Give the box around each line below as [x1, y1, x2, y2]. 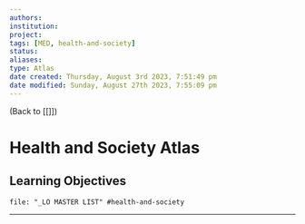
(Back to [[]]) [9, 105, 58, 116]
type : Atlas [9, 64, 54, 73]
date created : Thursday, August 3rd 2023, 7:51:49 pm [9, 73, 218, 82]
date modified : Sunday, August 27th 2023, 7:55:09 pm [9, 81, 218, 90]
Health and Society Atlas [9, 137, 201, 158]
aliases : [9, 55, 43, 64]
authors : [9, 13, 43, 23]
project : [9, 30, 43, 39]
